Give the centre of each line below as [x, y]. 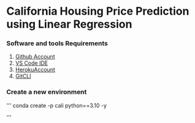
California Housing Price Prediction [98, 11]
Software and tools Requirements [57, 43]
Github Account [35, 57]
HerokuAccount [35, 70]
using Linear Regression [69, 24]
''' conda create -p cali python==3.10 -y [57, 105]
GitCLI [23, 76]
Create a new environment [47, 92]
